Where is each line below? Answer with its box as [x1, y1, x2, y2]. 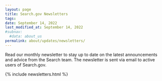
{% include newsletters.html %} [5, 71, 69, 77]
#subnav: [5, 29, 23, 34]
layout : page [5, 7, 31, 12]
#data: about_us [9, 34, 42, 39]
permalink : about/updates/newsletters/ [5, 39, 86, 43]
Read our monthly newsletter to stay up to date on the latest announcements [5, 52, 158, 57]
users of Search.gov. [5, 62, 47, 67]
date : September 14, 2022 [5, 20, 57, 26]
